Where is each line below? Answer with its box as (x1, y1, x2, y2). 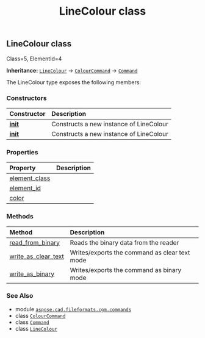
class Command (15, 318, 49, 326)
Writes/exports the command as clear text (70, 248, 190, 257)
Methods (6, 212, 34, 221)
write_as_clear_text (9, 252, 64, 261)
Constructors (6, 93, 47, 102)
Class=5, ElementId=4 (6, 55, 62, 62)
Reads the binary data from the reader (70, 238, 179, 246)
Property (9, 164, 36, 172)
